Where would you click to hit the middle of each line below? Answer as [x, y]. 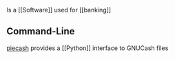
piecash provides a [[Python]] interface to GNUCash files [87, 48]
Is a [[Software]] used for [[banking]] [59, 10]
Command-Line [41, 31]
